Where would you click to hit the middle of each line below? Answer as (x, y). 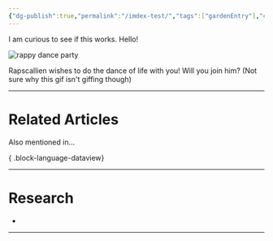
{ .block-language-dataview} (56, 157)
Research (41, 198)
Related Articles (64, 119)
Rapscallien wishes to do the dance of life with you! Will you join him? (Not (133, 71)
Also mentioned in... (42, 142)
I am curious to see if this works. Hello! (74, 39)
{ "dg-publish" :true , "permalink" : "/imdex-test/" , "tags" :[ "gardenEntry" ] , (134, 16)
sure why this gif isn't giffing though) (70, 79)
